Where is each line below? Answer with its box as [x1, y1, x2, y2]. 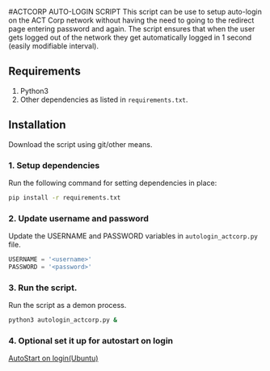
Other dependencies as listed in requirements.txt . [19, 95, 188, 104]
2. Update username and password [8, 213, 150, 224]
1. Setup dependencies [8, 159, 100, 171]
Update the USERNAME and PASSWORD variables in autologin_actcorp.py [8, 231, 259, 241]
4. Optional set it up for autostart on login [8, 335, 174, 346]
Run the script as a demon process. [8, 301, 127, 310]
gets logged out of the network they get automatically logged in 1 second [8, 32, 252, 42]
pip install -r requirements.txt [8, 193, 121, 201]
